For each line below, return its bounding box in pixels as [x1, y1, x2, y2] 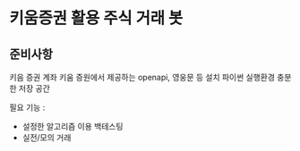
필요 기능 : [9, 102, 46, 113]
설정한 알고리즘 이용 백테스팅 [21, 122, 124, 131]
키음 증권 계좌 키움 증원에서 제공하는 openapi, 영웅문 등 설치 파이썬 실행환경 [9, 72, 276, 82]
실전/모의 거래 [21, 132, 72, 143]
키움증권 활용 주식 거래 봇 [9, 8, 184, 29]
